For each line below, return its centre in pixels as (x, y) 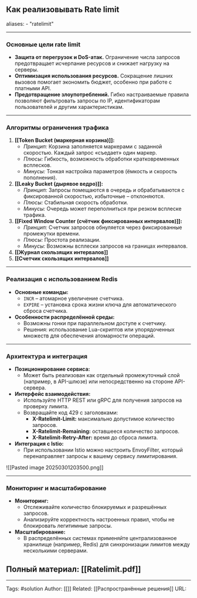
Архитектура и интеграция (47, 356)
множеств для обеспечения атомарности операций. (89, 336)
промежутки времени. (52, 234)
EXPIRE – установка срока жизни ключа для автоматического (100, 305)
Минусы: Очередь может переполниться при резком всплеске (102, 209)
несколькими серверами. (55, 551)
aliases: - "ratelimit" (30, 23)
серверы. (26, 70)
